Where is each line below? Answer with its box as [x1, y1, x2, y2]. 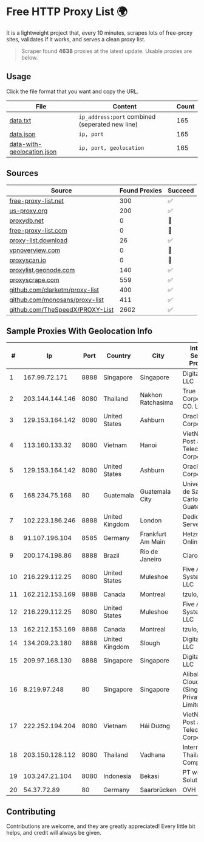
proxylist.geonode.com [9, 265, 75, 274]
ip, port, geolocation [78, 144, 144, 151]
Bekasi [140, 772, 160, 781]
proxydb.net [9, 216, 44, 225]
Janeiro [140, 555, 162, 564]
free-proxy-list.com [9, 226, 68, 234]
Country [106, 351, 131, 360]
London [140, 516, 162, 525]
